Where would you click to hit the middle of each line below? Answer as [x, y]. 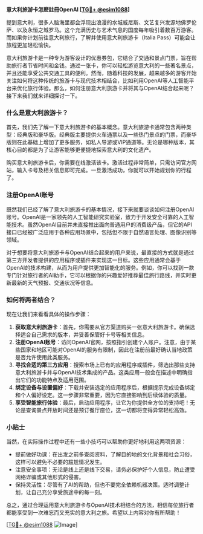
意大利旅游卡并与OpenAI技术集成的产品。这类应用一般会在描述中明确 [101, 372]
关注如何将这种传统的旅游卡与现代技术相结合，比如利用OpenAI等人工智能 [98, 80]
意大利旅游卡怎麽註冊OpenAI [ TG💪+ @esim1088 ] [68, 9]
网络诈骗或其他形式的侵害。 [50, 477]
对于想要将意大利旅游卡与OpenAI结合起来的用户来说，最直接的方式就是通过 [100, 252]
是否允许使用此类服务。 [44, 357]
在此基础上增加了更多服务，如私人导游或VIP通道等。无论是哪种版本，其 [106, 142]
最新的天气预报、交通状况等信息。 [54, 282]
